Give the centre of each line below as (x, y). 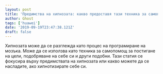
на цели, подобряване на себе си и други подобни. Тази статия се (74, 56)
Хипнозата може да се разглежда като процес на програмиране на (75, 46)
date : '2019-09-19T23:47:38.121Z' (40, 28)
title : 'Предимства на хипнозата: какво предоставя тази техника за (76, 14)
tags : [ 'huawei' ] (23, 23)
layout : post (18, 9)
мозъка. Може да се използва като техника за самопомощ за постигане (80, 51)
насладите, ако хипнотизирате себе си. (46, 66)
